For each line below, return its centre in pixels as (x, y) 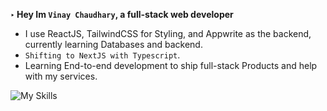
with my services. (61, 76)
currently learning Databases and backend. (113, 44)
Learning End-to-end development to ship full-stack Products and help (171, 65)
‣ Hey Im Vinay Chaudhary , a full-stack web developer (122, 14)
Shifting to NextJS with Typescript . (102, 55)
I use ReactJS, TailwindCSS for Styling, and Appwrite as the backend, (168, 33)
